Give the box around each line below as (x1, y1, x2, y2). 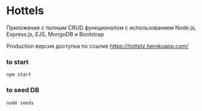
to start (6, 58, 29, 66)
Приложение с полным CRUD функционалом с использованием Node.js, (6, 24, 196, 31)
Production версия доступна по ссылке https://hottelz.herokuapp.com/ (6, 42, 189, 50)
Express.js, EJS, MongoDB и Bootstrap (6, 30, 104, 37)
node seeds (6, 99, 34, 106)
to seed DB (6, 86, 40, 94)
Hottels (6, 4, 44, 18)
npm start (6, 72, 32, 78)
